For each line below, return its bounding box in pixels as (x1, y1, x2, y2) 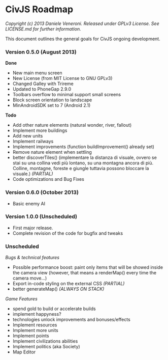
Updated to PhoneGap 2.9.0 (12, 86, 72, 92)
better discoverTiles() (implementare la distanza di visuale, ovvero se (12, 154, 157, 161)
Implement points (12, 333, 49, 339)
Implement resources (12, 322, 57, 328)
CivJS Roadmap (5, 4, 74, 15)
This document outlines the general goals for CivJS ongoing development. (5, 36, 161, 42)
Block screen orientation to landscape (12, 97, 92, 103)
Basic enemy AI (12, 200, 46, 207)
